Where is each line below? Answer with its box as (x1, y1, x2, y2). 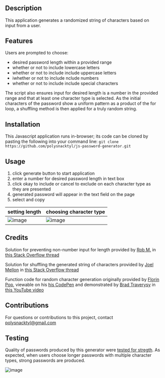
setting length (7, 208, 41, 215)
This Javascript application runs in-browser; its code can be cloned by (5, 133, 149, 140)
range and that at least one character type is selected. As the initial (5, 95, 141, 101)
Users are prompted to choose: (5, 50, 68, 56)
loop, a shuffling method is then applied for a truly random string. (5, 106, 137, 112)
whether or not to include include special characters (12, 81, 118, 87)
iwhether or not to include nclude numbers (12, 75, 99, 81)
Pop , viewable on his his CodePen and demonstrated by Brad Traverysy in (5, 282, 156, 287)
